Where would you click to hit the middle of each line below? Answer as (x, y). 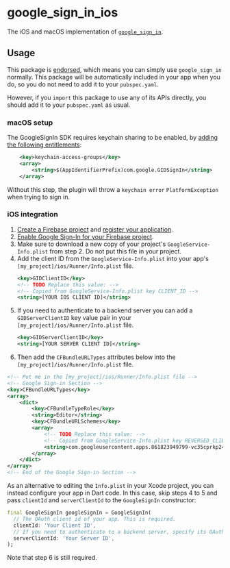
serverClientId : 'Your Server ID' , (64, 538)
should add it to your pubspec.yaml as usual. (69, 105)
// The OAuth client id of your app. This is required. (94, 519)
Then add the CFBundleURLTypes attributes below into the (96, 357)
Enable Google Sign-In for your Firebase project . (85, 236)
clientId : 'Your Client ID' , (55, 526)
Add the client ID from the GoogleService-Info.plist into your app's (113, 258)
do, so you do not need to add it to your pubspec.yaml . (83, 84)
